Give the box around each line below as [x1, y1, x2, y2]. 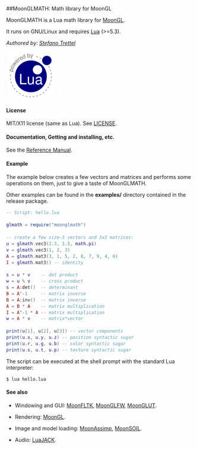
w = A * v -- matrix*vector [6, 316, 84, 322]
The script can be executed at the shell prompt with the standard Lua [6, 358, 175, 365]
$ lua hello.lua [6, 376, 46, 382]
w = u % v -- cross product [6, 278, 84, 284]
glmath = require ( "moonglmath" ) [6, 222, 86, 228]
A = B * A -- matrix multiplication [6, 303, 105, 309]
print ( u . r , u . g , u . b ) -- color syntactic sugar [6, 341, 126, 347]
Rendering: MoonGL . [14, 413, 66, 420]
